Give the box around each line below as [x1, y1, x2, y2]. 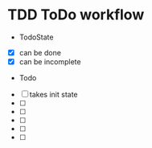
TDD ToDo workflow [7, 6, 145, 24]
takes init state [29, 90, 78, 100]
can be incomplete [18, 57, 81, 66]
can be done [18, 47, 62, 57]
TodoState [18, 32, 54, 42]
